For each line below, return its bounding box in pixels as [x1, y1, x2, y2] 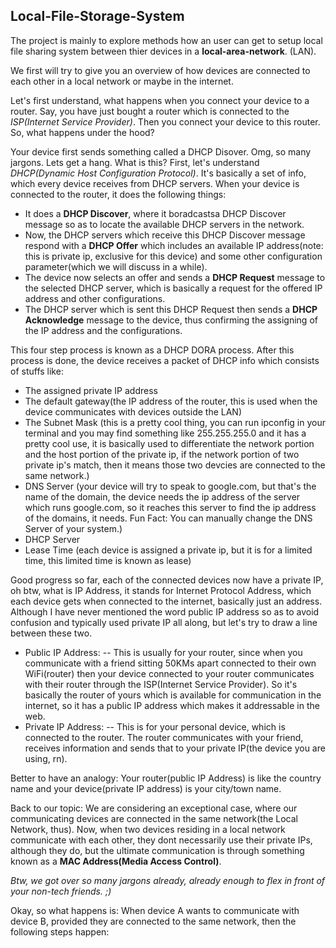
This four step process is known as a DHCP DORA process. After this [10, 344, 295, 356]
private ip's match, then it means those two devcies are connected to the [24, 459, 326, 471]
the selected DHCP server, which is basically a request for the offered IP [24, 282, 323, 294]
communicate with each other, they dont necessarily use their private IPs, [10, 834, 313, 846]
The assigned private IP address [24, 384, 158, 396]
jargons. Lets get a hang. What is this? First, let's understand [10, 156, 260, 168]
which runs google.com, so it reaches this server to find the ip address [24, 501, 317, 513]
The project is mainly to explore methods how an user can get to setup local [10, 34, 323, 46]
